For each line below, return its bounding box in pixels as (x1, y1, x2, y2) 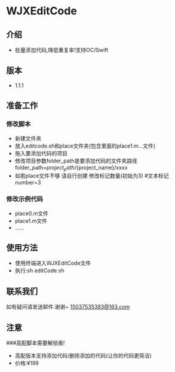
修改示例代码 (6, 195, 44, 204)
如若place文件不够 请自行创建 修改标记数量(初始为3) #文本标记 (14, 172, 169, 180)
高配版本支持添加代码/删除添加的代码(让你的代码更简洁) (14, 352, 152, 359)
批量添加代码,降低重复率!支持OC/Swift (14, 47, 109, 53)
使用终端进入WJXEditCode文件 (14, 260, 91, 267)
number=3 (14, 179, 41, 186)
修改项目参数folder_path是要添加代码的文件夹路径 (14, 157, 137, 164)
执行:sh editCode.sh (14, 267, 65, 274)
